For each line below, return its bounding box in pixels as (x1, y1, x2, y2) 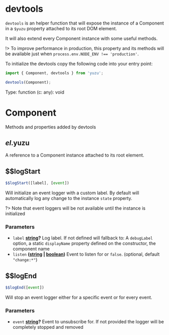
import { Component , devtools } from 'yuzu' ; (5, 70, 103, 76)
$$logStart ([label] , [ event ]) (5, 181, 70, 186)
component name (12, 246, 50, 252)
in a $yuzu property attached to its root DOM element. (5, 25, 117, 31)
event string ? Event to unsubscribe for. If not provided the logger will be (12, 319, 164, 325)
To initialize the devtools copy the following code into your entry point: (5, 60, 153, 66)
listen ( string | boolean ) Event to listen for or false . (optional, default (12, 251, 160, 257)
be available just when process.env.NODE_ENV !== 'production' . (5, 51, 139, 57)
